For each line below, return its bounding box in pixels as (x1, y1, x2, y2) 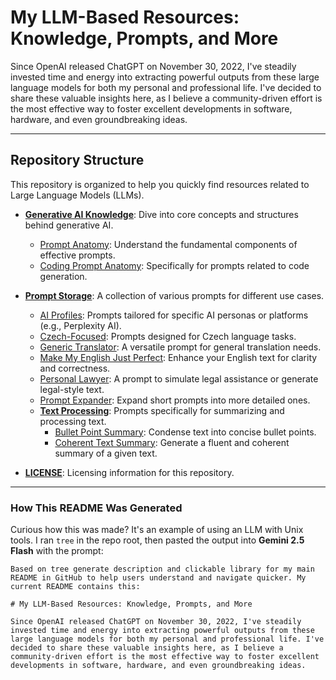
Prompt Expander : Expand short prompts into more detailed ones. (39, 394, 311, 406)
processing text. (39, 415, 107, 427)
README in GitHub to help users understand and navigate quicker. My (10, 573, 307, 583)
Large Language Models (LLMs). (10, 189, 145, 201)
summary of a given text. (54, 447, 158, 459)
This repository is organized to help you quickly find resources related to (10, 178, 310, 190)
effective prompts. (39, 249, 116, 261)
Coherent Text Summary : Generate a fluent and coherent (54, 436, 290, 448)
